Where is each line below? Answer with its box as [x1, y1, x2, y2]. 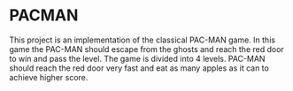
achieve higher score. [9, 72, 89, 82]
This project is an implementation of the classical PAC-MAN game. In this [9, 34, 276, 45]
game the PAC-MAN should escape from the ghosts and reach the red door [9, 43, 285, 54]
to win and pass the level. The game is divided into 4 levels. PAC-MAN [9, 53, 266, 64]
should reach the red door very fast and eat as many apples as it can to [9, 63, 270, 73]
